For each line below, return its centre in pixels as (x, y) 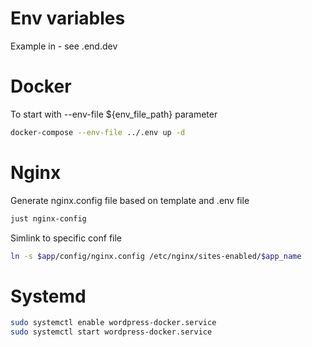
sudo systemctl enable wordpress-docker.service (113, 323)
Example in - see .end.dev (64, 46)
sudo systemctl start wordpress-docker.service (111, 332)
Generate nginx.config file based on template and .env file (130, 200)
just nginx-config (48, 218)
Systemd (48, 296)
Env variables (68, 18)
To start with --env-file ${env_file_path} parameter (114, 114)
